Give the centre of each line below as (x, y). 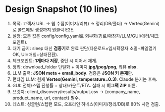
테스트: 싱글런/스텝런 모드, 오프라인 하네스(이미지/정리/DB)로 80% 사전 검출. (86, 104)
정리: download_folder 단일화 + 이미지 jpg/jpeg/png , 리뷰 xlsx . (75, 67)
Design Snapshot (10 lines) (61, 9)
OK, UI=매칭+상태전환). (35, 54)
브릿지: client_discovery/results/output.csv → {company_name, (76, 91)
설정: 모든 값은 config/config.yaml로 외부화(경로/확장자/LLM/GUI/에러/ (82, 36)
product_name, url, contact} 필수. (46, 98)
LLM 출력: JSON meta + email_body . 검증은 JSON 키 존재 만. (73, 73)
